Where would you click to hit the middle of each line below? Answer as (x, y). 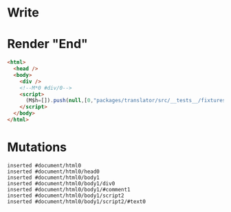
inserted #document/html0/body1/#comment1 (69, 189)
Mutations (37, 147)
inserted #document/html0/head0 (53, 172)
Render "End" (47, 44)
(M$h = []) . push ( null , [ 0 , (59, 101)
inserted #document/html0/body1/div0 (61, 183)
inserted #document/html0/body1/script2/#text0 (77, 201)
